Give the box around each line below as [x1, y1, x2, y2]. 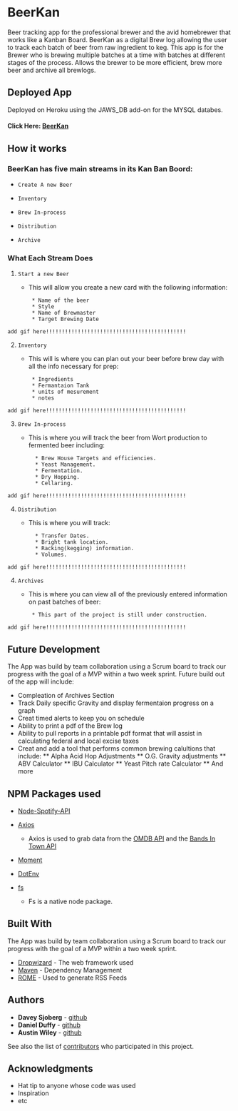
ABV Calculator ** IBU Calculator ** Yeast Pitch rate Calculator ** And [17, 759, 224, 768]
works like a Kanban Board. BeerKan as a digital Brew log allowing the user [7, 35, 228, 44]
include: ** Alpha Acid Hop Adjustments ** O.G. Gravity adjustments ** [17, 752, 227, 761]
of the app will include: [7, 677, 75, 686]
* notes [31, 395, 55, 402]
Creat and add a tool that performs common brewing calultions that [17, 744, 216, 753]
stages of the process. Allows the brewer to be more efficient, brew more [7, 58, 222, 66]
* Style [31, 303, 55, 310]
